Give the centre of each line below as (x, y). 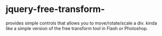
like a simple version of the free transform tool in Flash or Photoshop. (77, 28)
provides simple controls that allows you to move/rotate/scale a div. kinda (81, 23)
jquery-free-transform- (55, 9)
